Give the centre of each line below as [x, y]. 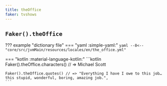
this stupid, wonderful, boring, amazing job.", [57, 78]
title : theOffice [23, 10]
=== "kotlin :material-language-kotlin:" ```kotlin [53, 59]
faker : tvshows [21, 14]
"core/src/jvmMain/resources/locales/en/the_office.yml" [66, 50]
